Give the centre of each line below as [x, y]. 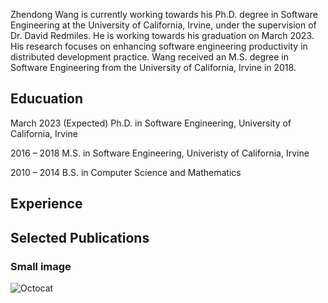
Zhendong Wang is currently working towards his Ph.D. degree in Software [164, 14]
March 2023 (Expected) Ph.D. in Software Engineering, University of [151, 123]
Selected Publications [80, 237]
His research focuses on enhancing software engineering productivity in [159, 46]
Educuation [47, 99]
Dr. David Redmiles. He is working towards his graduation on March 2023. [162, 35]
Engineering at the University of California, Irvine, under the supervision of [163, 25]
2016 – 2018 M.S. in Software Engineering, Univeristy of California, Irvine [160, 153]
